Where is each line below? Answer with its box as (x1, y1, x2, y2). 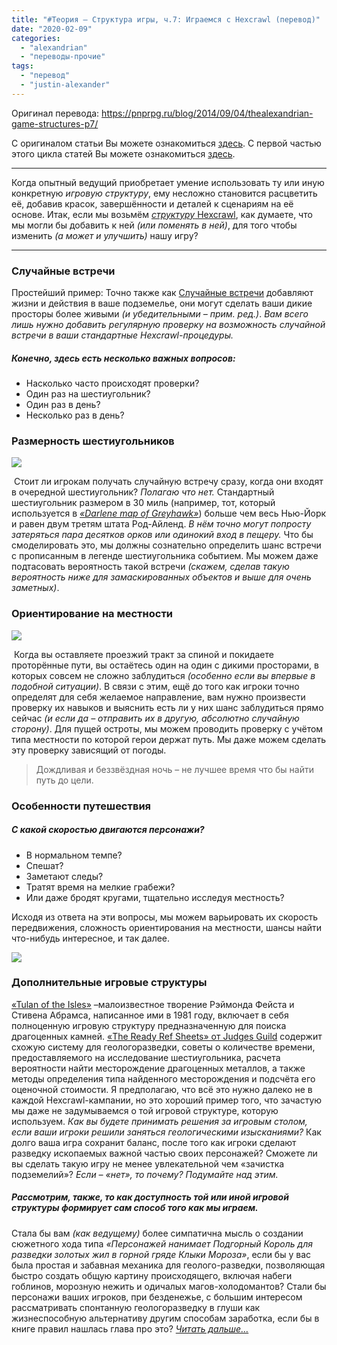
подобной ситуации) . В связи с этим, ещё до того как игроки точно (11, 680, 300, 692)
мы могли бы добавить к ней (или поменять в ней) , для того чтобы (11, 219, 298, 231)
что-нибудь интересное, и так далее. (11, 932, 171, 944)
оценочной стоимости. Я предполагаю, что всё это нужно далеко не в (11, 1083, 313, 1095)
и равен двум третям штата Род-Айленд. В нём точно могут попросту (11, 518, 312, 530)
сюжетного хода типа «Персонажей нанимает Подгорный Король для (11, 1237, 313, 1250)
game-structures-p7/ (11, 117, 99, 130)
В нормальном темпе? (25, 849, 123, 861)
